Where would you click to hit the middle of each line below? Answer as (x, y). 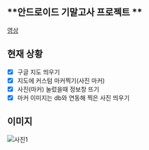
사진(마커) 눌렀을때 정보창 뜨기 (58, 89)
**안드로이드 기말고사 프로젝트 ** (75, 12)
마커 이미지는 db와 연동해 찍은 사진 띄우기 (73, 98)
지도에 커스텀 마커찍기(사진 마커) (61, 81)
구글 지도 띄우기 (38, 72)
